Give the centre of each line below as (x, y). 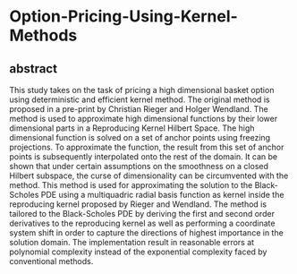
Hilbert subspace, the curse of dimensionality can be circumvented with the (149, 176)
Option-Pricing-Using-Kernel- (124, 17)
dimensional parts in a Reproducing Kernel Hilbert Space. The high (132, 128)
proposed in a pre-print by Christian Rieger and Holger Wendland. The (139, 109)
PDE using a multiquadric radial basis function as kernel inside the (162, 195)
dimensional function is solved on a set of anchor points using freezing (140, 137)
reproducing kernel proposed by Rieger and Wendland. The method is (138, 204)
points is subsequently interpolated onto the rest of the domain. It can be (144, 157)
